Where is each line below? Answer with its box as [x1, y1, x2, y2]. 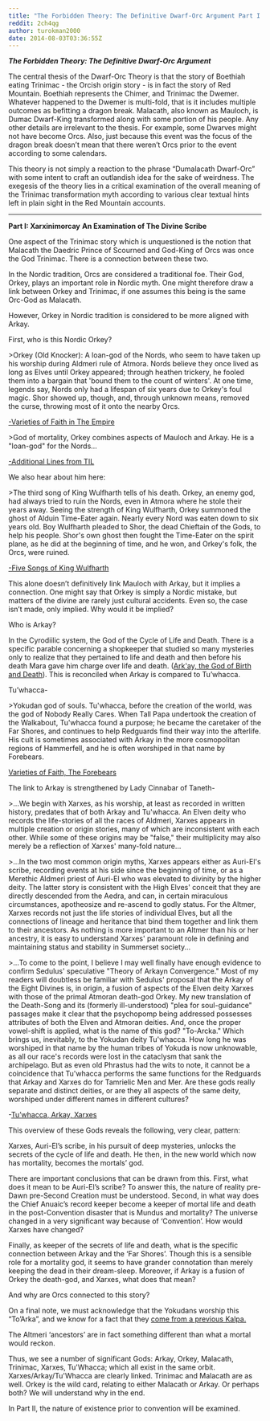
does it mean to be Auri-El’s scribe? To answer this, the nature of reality [8, 1182, 245, 1192]
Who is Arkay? [8, 620, 56, 630]
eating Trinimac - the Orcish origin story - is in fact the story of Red [8, 80, 231, 90]
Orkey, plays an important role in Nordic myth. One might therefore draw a [8, 278, 254, 288]
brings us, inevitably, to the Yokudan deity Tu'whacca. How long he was [8, 1035, 247, 1044]
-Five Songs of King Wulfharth [8, 563, 109, 573]
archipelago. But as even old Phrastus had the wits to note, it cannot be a [8, 1060, 251, 1070]
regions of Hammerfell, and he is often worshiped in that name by [8, 744, 226, 753]
